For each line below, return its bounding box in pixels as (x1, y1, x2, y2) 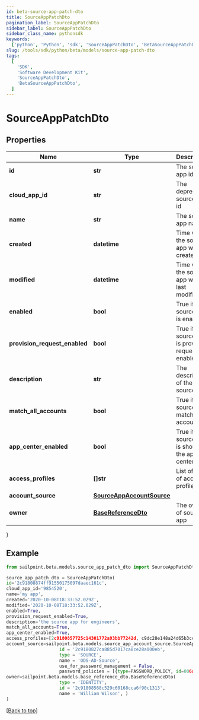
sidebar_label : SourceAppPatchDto (6, 25, 92, 31)
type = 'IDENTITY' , (59, 680, 108, 686)
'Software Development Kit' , (17, 69, 89, 75)
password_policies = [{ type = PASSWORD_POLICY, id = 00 (59, 668, 190, 674)
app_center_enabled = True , (6, 630, 70, 636)
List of (176, 467, 194, 475)
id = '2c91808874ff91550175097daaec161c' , (6, 580, 108, 586)
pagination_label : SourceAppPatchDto (6, 20, 99, 26)
